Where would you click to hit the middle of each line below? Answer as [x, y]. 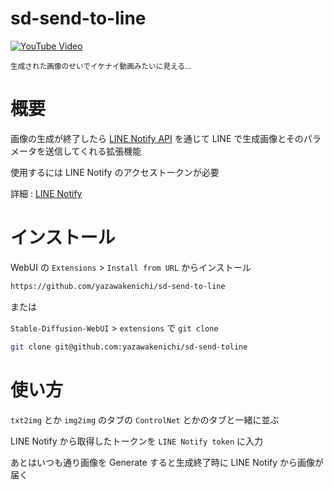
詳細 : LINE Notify [46, 193]
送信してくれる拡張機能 [93, 151]
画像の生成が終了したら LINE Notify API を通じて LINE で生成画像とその [157, 138]
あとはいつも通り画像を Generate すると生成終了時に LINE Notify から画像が [167, 462]
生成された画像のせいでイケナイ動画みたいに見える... [101, 66]
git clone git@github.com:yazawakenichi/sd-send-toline [129, 347]
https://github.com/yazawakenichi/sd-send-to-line [118, 286]
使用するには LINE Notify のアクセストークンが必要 [115, 172]
